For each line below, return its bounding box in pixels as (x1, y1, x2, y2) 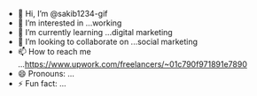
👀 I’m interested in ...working (17, 18, 122, 28)
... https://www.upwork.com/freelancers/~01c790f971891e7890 (17, 59, 248, 70)
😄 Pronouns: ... (17, 69, 75, 78)
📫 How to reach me (17, 47, 91, 56)
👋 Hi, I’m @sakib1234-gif (17, 9, 108, 18)
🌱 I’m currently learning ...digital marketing (17, 27, 173, 37)
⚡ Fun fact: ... (17, 78, 66, 88)
